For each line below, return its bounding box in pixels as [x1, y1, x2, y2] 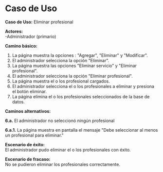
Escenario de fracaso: [5, 156, 51, 162]
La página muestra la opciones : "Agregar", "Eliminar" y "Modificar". [12, 52, 148, 58]
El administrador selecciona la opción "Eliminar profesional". [12, 73, 133, 79]
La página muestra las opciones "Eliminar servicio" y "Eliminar [12, 63, 137, 69]
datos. [12, 99, 25, 104]
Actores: [5, 28, 23, 34]
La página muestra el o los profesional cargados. [12, 78, 110, 84]
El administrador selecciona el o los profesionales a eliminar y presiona [12, 83, 155, 89]
